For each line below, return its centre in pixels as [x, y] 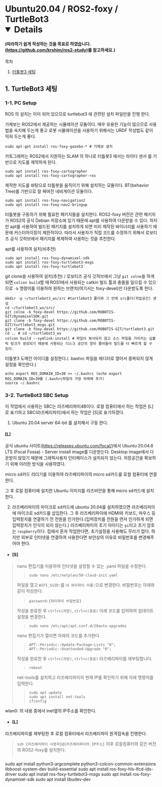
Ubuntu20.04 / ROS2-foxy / [62, 9]
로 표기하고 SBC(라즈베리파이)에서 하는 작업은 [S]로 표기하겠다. [65, 412]
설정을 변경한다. [32, 617]
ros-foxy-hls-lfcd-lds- [132, 769]
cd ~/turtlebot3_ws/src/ [30, 308]
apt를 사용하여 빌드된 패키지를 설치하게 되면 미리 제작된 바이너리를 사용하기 [81, 227]
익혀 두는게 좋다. [21, 136]
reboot [36, 668]
